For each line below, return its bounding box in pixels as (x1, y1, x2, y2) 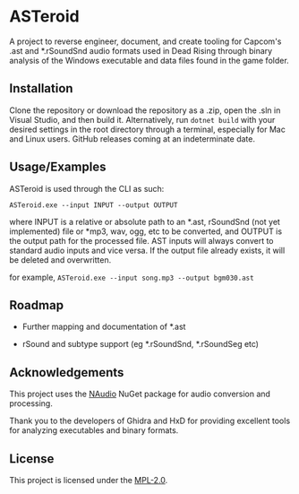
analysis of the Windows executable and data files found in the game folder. (9, 55, 289, 65)
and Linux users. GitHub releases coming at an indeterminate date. (9, 133, 255, 144)
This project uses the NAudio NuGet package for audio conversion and (9, 388, 271, 400)
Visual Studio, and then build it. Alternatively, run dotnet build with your (9, 114, 276, 125)
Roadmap (9, 298, 64, 313)
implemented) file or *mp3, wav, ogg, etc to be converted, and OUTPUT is (9, 226, 283, 237)
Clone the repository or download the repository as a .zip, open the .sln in (9, 105, 281, 116)
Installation (9, 81, 73, 96)
